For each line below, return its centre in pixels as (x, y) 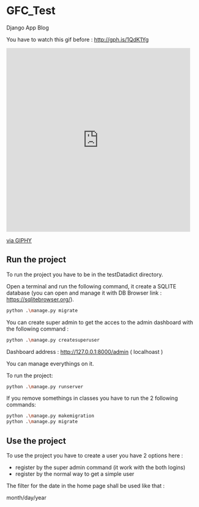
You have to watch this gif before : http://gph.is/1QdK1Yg (77, 39)
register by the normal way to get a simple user (75, 474)
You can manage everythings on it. (50, 363)
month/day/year (27, 497)
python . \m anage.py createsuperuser (53, 340)
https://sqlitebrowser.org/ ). (40, 299)
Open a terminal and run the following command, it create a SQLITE (91, 286)
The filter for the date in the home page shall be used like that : (86, 486)
